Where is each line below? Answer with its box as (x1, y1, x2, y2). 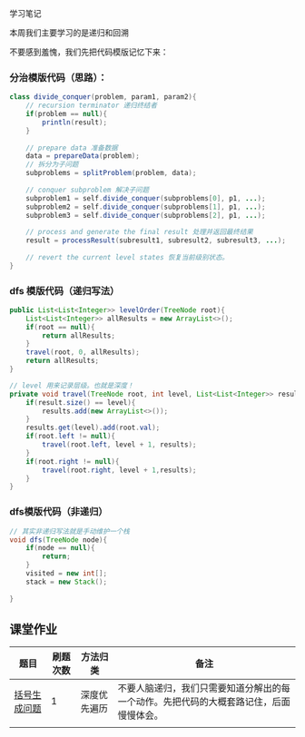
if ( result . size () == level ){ (25, 398, 136, 407)
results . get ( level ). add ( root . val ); (25, 423, 161, 433)
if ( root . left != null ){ (25, 432, 116, 441)
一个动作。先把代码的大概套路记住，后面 (117, 695, 290, 708)
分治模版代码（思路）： (9, 71, 107, 84)
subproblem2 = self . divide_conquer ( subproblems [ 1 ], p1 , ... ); (25, 202, 266, 211)
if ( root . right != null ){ (25, 457, 120, 466)
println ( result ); (42, 117, 107, 127)
